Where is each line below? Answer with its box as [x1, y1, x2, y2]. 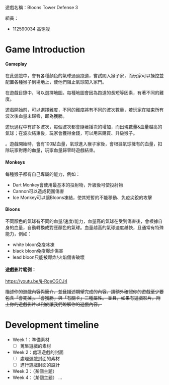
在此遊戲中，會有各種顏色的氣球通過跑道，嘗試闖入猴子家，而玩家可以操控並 [5, 73, 164, 79]
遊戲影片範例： [5, 267, 36, 273]
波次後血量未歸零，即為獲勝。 [5, 113, 67, 119]
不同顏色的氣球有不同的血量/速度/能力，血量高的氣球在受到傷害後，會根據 [5, 218, 158, 224]
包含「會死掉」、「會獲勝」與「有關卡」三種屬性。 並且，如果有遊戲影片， [5, 295, 156, 301]
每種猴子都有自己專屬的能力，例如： [5, 171, 80, 177]
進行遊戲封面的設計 [20, 362, 60, 368]
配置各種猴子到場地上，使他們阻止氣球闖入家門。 [5, 79, 107, 85]
